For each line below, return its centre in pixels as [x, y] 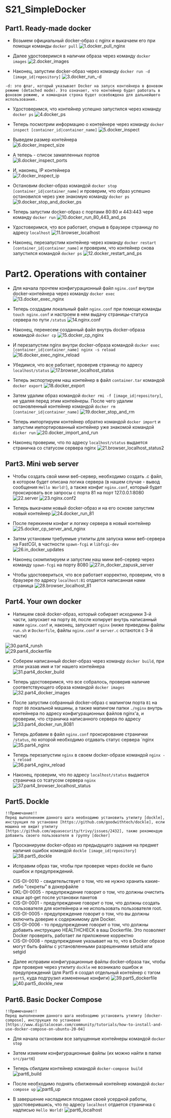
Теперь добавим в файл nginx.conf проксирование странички [80, 734]
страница [23, 585]
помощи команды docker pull [45, 46]
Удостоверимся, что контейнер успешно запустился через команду [87, 109]
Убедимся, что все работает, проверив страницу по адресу [78, 364]
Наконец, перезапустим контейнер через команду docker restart [84, 242]
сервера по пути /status [39, 320]
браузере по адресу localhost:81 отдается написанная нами [79, 580]
